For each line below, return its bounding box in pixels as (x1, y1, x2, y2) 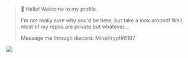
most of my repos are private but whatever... (20, 23, 129, 30)
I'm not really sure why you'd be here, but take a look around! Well (20, 17, 182, 23)
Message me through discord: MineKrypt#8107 (20, 35, 136, 41)
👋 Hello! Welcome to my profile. (20, 6, 98, 12)
